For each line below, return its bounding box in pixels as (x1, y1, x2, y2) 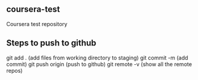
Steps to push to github (6, 38, 97, 48)
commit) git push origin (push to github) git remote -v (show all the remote (6, 60, 193, 68)
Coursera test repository (6, 20, 68, 27)
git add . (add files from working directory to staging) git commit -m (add (6, 54, 188, 61)
